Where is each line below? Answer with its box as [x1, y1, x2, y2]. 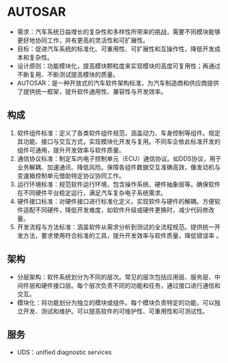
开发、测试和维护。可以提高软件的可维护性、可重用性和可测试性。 [23, 307, 209, 315]
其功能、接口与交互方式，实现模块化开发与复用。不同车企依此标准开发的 [16, 137, 220, 146]
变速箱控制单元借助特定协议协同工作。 [16, 172, 125, 180]
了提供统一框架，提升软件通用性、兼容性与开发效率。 [16, 87, 167, 96]
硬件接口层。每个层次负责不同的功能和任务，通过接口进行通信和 [40, 281, 220, 289]
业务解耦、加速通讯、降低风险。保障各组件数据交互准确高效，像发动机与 [16, 163, 220, 171]
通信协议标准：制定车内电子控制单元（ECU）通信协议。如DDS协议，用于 [16, 154, 222, 163]
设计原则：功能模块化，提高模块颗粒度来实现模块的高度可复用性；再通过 [16, 62, 220, 70]
